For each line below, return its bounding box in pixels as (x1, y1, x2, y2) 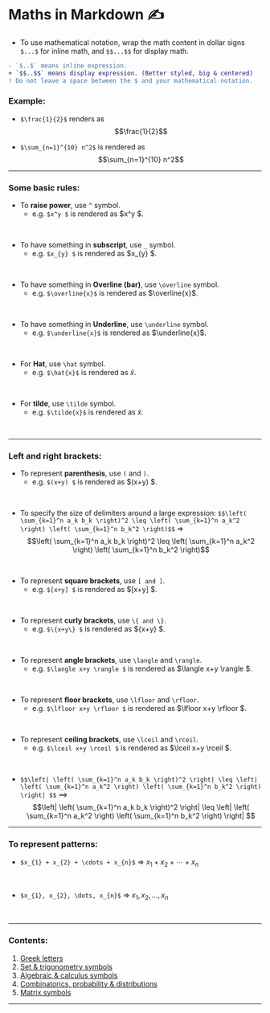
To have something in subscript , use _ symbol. (19, 240, 176, 250)
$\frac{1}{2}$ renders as (19, 113, 104, 124)
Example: (8, 96, 46, 107)
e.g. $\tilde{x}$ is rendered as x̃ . (31, 407, 144, 417)
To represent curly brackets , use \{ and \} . (19, 615, 166, 626)
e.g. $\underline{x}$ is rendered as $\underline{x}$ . (31, 328, 207, 337)
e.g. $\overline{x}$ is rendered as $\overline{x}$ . (31, 288, 198, 298)
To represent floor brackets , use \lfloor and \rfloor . (19, 695, 199, 705)
